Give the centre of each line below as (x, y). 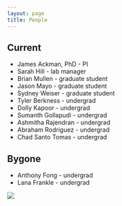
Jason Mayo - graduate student (62, 86)
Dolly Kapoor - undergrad (53, 108)
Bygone (24, 159)
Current (24, 48)
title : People (28, 20)
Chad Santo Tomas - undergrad (62, 137)
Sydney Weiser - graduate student (66, 93)
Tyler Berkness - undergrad (57, 101)
